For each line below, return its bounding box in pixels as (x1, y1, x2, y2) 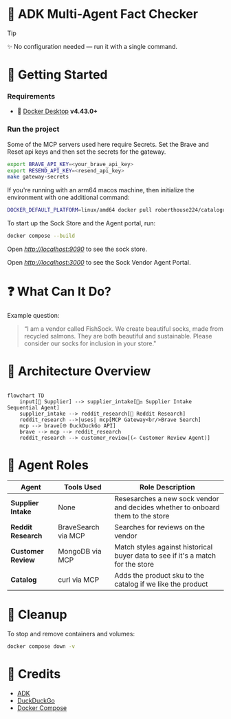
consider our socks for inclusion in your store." (23, 339, 157, 347)
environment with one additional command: (7, 193, 130, 202)
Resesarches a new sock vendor (114, 494, 219, 503)
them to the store (114, 511, 170, 520)
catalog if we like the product (114, 579, 208, 589)
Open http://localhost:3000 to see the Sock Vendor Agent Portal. (7, 259, 191, 267)
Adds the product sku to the (114, 570, 205, 580)
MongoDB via (58, 546, 102, 556)
